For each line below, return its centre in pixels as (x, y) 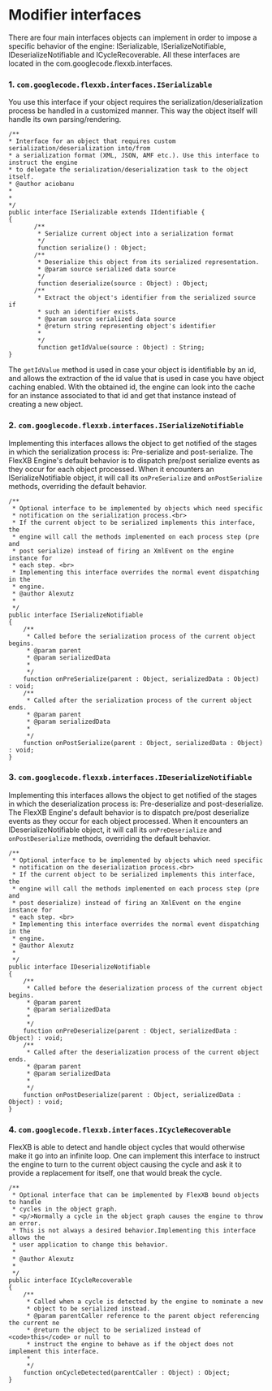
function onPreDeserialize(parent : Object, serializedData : (130, 1031)
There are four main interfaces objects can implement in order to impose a (133, 37)
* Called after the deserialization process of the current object (143, 1052)
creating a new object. (46, 405)
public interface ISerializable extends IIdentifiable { (107, 213)
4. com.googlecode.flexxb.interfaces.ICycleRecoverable (120, 1129)
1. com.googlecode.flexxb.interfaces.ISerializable (110, 84)
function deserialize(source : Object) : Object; (123, 284)
